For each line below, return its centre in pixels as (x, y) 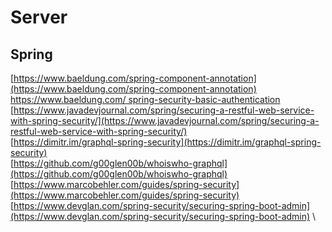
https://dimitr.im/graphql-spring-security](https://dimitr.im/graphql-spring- (167, 142)
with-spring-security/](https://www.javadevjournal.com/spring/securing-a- (165, 120)
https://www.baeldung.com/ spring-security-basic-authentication (145, 99)
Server (39, 17)
